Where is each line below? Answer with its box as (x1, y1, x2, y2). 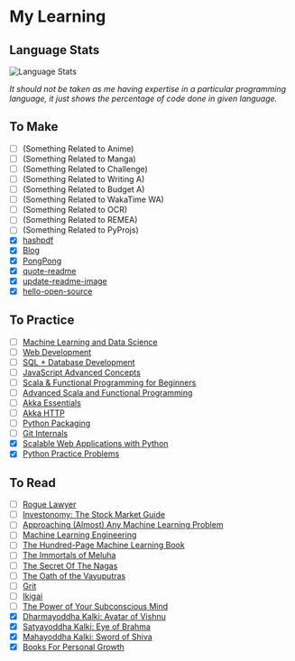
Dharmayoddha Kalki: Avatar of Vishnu (22, 611, 167, 621)
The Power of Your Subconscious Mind (22, 601, 169, 611)
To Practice (9, 313, 75, 328)
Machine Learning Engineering (22, 529, 137, 540)
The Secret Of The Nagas (22, 560, 118, 571)
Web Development (22, 346, 92, 357)
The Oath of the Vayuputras (22, 570, 126, 581)
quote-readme (22, 265, 77, 276)
